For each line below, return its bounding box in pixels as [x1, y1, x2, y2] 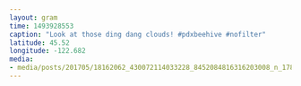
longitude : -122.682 [9, 47, 87, 56]
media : [9, 55, 34, 64]
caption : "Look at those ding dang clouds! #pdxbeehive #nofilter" [9, 30, 267, 39]
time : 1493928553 [9, 21, 74, 30]
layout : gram [9, 13, 58, 22]
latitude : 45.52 [9, 38, 70, 47]
